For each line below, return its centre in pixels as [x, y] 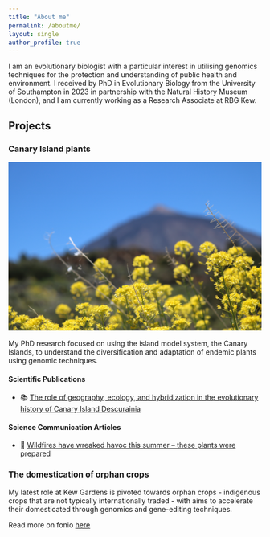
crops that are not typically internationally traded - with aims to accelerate [131, 500]
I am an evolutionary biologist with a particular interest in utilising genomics [133, 66]
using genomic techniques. [53, 360]
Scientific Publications [47, 379]
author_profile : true [45, 43]
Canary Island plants [49, 149]
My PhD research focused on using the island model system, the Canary [128, 343]
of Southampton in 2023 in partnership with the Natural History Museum [128, 92]
